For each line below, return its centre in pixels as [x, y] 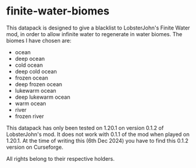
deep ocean [30, 58]
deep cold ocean [36, 71]
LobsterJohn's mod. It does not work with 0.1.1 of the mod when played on [98, 134]
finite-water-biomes [58, 11]
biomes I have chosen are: [39, 40]
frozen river [29, 116]
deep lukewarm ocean [42, 97]
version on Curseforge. [35, 147]
